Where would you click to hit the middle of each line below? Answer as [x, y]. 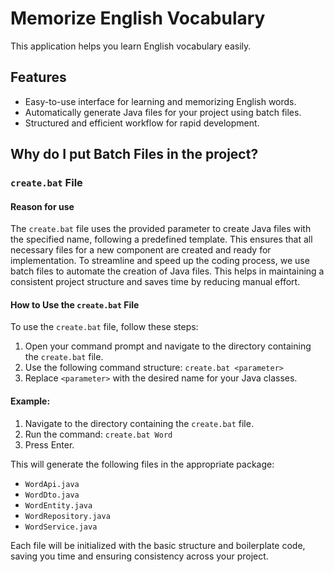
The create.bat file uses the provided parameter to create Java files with [161, 229]
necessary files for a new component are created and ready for [141, 250]
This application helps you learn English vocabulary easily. [131, 46]
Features [38, 77]
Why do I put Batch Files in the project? [134, 154]
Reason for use [42, 206]
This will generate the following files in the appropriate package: [142, 464]
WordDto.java [52, 495]
